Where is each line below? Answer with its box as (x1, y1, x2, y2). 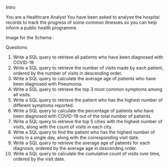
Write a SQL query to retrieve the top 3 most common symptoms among (13, 86, 162, 92)
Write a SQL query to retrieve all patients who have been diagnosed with (13, 54, 163, 60)
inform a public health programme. (6, 25, 77, 31)
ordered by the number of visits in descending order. (13, 70, 123, 76)
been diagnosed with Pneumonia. (13, 81, 82, 87)
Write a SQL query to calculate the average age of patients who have (13, 76, 156, 81)
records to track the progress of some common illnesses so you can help (6, 20, 157, 25)
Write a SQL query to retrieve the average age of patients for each (13, 140, 150, 146)
